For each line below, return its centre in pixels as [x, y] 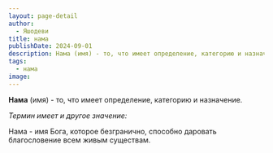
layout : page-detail [43, 16]
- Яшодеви [32, 31]
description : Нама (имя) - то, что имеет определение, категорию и [125, 54]
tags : [17, 62]
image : [19, 76]
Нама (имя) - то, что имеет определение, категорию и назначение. [126, 99]
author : [22, 24]
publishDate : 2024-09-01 [50, 46]
